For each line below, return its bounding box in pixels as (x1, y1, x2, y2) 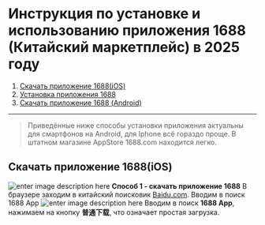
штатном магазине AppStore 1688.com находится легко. (27, 137, 217, 147)
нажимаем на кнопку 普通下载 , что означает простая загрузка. (8, 207, 220, 217)
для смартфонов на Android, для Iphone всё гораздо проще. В (27, 129, 237, 138)
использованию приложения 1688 (8, 21, 246, 39)
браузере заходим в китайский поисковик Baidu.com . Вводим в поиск (8, 189, 246, 199)
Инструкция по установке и (8, 5, 201, 23)
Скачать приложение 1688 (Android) (19, 98, 142, 107)
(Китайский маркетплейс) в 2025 (8, 39, 241, 56)
